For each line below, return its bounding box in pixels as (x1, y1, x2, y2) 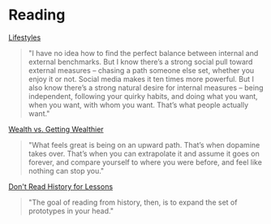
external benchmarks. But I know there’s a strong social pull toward (28, 57, 253, 67)
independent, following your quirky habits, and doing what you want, (28, 91, 258, 101)
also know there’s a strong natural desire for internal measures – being (28, 83, 264, 93)
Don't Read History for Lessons (8, 181, 114, 192)
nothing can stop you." (28, 166, 105, 175)
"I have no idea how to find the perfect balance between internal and (28, 48, 259, 58)
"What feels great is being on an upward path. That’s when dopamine (28, 140, 260, 149)
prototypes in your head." (28, 205, 114, 216)
